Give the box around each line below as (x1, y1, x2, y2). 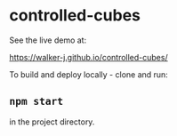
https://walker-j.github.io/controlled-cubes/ (9, 52, 168, 62)
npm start (9, 95, 64, 108)
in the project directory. (9, 116, 95, 127)
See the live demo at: (9, 35, 87, 45)
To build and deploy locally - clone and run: (9, 68, 169, 80)
